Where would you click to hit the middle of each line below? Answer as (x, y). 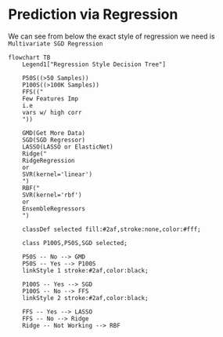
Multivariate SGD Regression (56, 44)
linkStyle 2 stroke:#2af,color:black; (85, 298)
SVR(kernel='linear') (57, 174)
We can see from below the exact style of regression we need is (111, 36)
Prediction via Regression (93, 15)
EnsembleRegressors (54, 209)
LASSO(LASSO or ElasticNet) (68, 147)
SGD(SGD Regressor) (54, 140)
